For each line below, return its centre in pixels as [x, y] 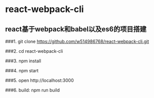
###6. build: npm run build [32, 90]
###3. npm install [23, 61]
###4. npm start [22, 71]
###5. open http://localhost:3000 [39, 80]
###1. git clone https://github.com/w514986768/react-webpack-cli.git [77, 41]
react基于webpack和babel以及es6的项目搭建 [76, 29]
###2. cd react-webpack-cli [34, 51]
